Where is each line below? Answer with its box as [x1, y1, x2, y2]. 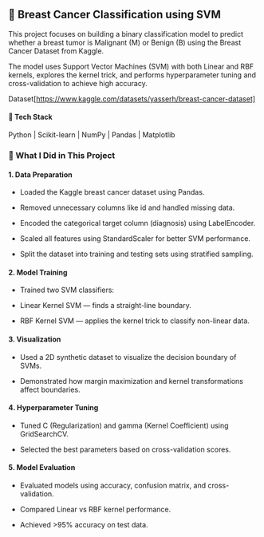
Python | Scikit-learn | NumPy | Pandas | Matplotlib [8, 130, 175, 140]
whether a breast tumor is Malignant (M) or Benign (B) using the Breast [8, 38, 242, 47]
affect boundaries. [19, 385, 81, 394]
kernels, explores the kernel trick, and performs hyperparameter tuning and [8, 69, 257, 80]
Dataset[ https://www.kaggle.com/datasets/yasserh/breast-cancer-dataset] [8, 93, 256, 104]
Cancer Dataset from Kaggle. [8, 45, 104, 56]
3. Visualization [8, 334, 61, 344]
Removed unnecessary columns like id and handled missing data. [19, 203, 235, 212]
